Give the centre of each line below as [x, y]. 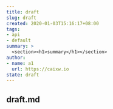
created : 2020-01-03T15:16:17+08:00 [53, 23]
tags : [13, 29]
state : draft [23, 75]
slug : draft [21, 18]
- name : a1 [20, 63]
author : [16, 58]
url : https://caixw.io [40, 69]
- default [19, 40]
